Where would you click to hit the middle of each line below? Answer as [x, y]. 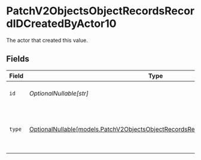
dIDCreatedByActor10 [61, 24]
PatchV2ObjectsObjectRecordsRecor [100, 11]
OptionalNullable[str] [59, 93]
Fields [18, 59]
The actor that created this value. [47, 40]
